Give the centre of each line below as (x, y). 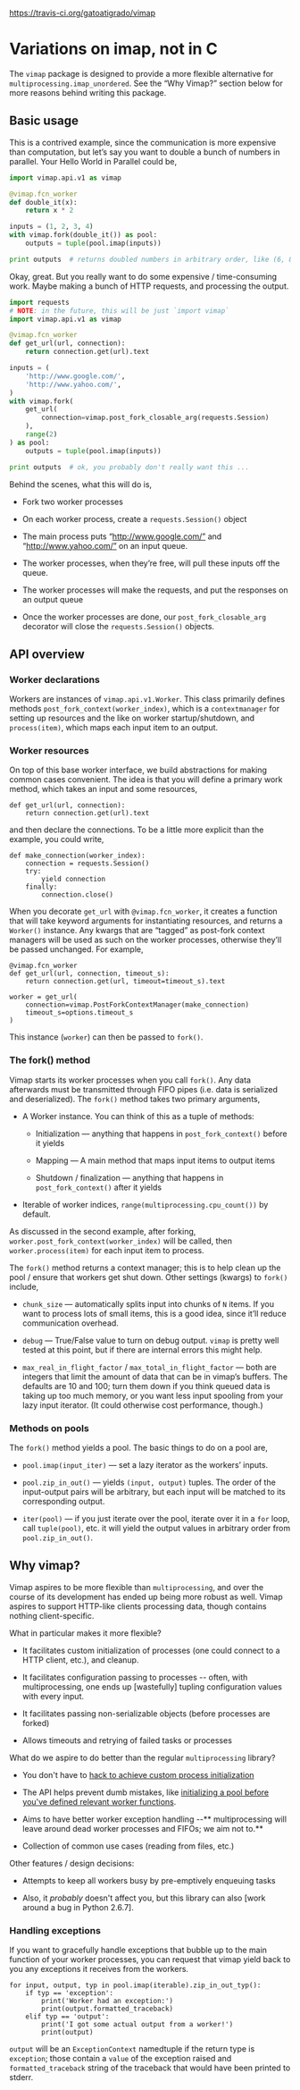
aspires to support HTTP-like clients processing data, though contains (138, 1606)
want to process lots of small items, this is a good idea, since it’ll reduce (154, 1313)
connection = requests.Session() (87, 864)
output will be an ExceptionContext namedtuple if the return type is (132, 2049)
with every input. (53, 1696)
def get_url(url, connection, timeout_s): (89, 973)
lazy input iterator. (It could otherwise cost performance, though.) (142, 1405)
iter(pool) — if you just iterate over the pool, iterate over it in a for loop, (156, 1519)
